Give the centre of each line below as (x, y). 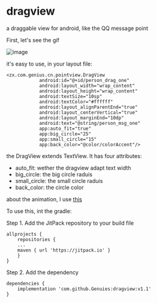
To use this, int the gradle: (39, 211)
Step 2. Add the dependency (42, 272)
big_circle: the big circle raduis (54, 174)
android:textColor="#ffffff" (76, 102)
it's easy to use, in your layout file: (49, 64)
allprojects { (24, 234)
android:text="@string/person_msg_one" (89, 123)
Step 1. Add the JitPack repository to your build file (70, 223)
